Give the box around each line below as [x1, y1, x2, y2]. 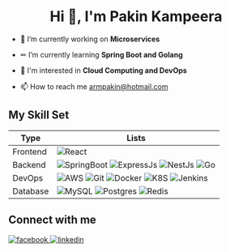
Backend [12, 159, 46, 170]
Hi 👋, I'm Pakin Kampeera [49, 7, 223, 26]
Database [12, 186, 49, 197]
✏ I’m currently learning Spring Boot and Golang [19, 49, 184, 59]
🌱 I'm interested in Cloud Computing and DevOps [19, 65, 188, 75]
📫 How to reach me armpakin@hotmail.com [19, 81, 168, 92]
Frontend [12, 146, 47, 157]
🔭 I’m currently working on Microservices [19, 34, 160, 44]
